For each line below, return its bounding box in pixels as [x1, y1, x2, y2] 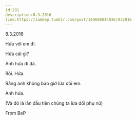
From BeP [5, 110, 26, 116]
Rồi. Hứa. [5, 70, 25, 77]
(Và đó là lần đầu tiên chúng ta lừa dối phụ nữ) [5, 100, 103, 106]
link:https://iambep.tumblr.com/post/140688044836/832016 [5, 17, 132, 22]
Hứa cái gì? [5, 51, 29, 57]
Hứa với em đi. [5, 41, 36, 47]
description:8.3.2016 [5, 12, 52, 17]
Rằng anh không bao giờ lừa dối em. [5, 80, 82, 87]
